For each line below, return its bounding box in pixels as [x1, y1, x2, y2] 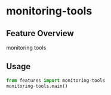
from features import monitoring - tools [6, 77, 106, 84]
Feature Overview [6, 28, 75, 38]
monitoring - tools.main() [6, 83, 68, 89]
